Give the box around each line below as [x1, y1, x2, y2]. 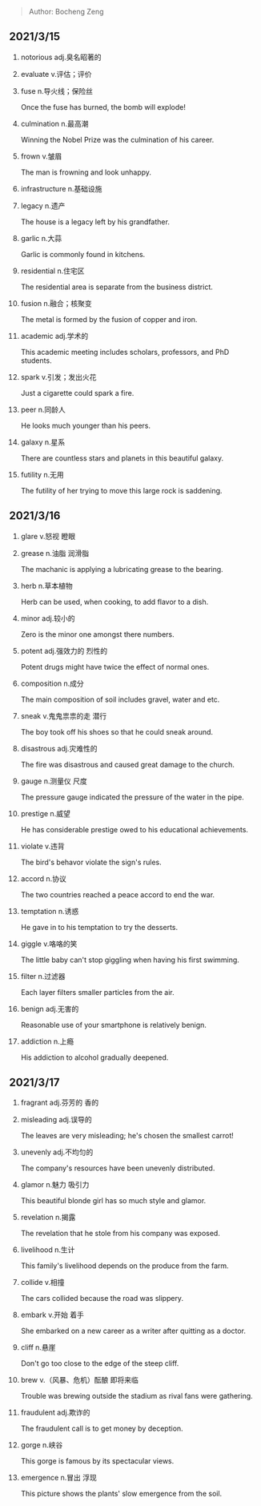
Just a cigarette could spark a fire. [20, 388, 135, 397]
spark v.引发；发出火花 [20, 372, 97, 381]
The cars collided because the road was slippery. [20, 1294, 183, 1303]
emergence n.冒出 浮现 [20, 1473, 97, 1483]
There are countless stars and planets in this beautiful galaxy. [20, 453, 223, 463]
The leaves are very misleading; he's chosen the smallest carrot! [20, 1131, 235, 1141]
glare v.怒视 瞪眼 [20, 531, 75, 541]
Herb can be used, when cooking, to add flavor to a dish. [20, 597, 209, 606]
